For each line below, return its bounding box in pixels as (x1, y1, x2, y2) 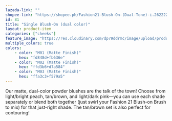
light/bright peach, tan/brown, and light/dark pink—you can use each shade (5, 93, 165, 100)
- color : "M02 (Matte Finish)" (14, 60, 81, 65)
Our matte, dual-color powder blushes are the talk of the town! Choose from (5, 88, 166, 94)
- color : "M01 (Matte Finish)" (14, 50, 81, 55)
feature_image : (5, 36, 38, 41)
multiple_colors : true (5, 41, 54, 46)
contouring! (5, 109, 30, 115)
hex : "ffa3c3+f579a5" (18, 74, 66, 79)
